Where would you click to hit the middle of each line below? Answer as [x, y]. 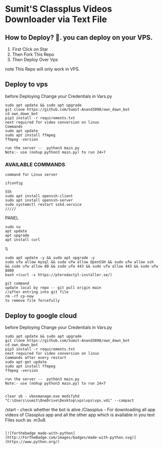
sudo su [13, 227]
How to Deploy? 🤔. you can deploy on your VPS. [79, 37]
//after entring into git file [37, 292]
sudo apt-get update [26, 362]
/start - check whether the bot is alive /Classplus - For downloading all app [80, 409]
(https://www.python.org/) [32, 442]
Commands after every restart [36, 358]
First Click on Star [30, 49]
